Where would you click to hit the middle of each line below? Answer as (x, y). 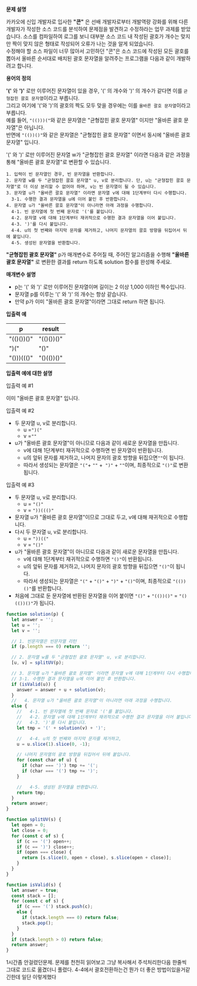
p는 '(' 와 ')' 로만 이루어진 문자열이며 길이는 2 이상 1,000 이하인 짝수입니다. (100, 287)
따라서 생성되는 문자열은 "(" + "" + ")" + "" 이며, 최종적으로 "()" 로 (100, 465)
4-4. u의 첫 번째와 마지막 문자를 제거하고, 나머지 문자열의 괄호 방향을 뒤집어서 (96, 230)
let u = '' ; (26, 625)
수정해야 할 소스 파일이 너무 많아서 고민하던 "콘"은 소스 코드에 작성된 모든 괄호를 (98, 51)
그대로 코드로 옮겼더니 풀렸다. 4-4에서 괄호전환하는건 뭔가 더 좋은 (81, 970)
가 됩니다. (44, 603)
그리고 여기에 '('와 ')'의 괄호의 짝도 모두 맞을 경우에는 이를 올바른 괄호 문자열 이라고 (98, 105)
